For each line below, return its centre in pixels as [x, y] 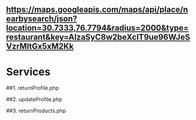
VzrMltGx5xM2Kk [40, 46]
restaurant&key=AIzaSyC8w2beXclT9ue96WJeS [98, 37]
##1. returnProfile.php [33, 88]
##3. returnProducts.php [36, 111]
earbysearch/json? [42, 19]
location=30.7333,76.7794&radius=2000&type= [98, 28]
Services [29, 71]
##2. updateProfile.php [34, 99]
